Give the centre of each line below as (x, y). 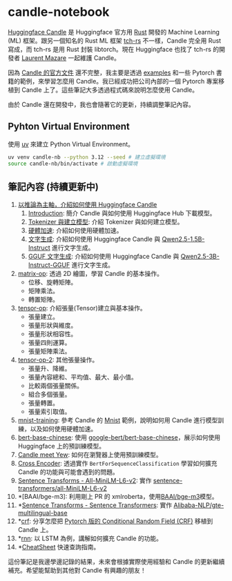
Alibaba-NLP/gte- (199, 505)
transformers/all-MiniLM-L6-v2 (62, 489)
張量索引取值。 (49, 412)
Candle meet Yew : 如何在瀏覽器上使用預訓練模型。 (90, 455)
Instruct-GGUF (49, 265)
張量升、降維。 (49, 368)
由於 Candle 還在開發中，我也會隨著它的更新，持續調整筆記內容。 (101, 104)
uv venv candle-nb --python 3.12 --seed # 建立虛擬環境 (87, 157)
